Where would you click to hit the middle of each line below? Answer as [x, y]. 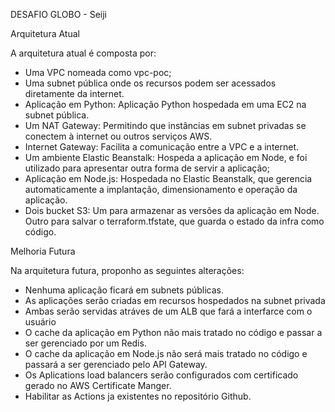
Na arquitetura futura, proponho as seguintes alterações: [127, 270]
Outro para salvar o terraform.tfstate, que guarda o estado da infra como [174, 221]
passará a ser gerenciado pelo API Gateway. [116, 364]
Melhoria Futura [43, 251]
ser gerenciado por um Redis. [85, 343]
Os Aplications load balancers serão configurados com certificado [161, 375]
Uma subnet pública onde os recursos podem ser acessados [150, 83]
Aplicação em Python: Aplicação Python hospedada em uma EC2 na [165, 104]
